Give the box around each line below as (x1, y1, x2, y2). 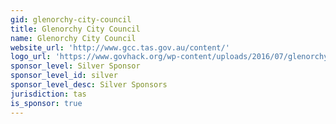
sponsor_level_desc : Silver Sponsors (10, 80, 168, 90)
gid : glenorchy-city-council (10, 14, 132, 25)
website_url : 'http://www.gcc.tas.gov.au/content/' (10, 42, 230, 53)
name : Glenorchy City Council (10, 33, 137, 43)
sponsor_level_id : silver (10, 71, 118, 81)
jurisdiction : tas (10, 89, 87, 99)
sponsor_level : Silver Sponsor (10, 61, 141, 71)
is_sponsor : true (10, 98, 83, 108)
